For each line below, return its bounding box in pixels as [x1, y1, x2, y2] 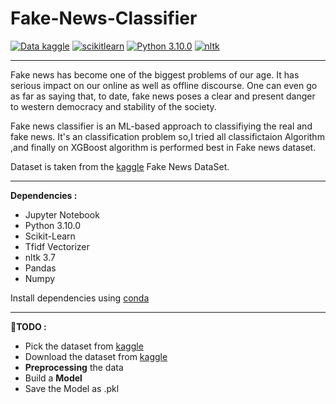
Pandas [24, 262, 57, 274]
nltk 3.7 [24, 251, 56, 263]
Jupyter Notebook [24, 208, 100, 221]
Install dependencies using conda [10, 292, 150, 304]
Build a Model [24, 372, 83, 384]
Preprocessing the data [24, 361, 124, 373]
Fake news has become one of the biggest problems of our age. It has [10, 68, 300, 81]
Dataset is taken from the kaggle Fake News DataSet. [10, 160, 230, 172]
